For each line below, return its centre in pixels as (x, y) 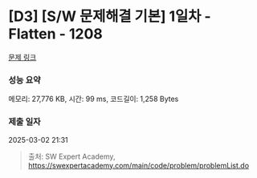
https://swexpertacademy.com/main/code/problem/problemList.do (139, 165)
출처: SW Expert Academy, (71, 156)
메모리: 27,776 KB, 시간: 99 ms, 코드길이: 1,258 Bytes (94, 99)
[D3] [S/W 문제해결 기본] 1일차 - (110, 16)
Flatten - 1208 (55, 34)
